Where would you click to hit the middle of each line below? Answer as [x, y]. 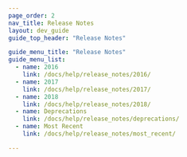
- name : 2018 [37, 96]
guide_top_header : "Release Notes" [67, 38]
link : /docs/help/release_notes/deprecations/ [101, 119]
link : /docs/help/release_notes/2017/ [87, 89]
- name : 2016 [37, 67]
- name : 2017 [37, 82]
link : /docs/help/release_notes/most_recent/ [99, 134]
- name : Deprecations [51, 112]
